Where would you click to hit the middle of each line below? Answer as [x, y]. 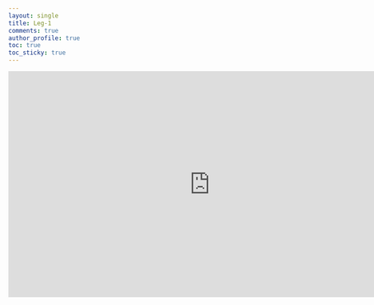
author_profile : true [44, 38]
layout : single [34, 16]
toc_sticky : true [37, 53]
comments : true [34, 30]
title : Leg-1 [30, 23]
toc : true [25, 46]
